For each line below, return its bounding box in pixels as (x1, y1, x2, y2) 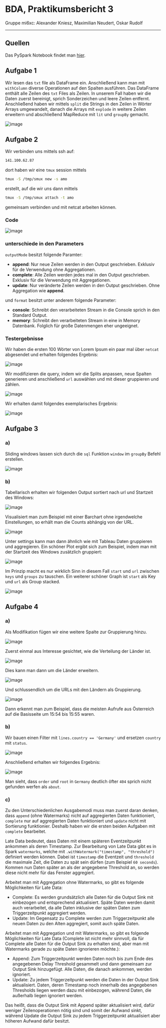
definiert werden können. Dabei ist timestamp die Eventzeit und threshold (5, 854, 154, 860)
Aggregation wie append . (12, 287, 65, 293)
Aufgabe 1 (5, 67, 37, 75)
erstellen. (5, 456, 24, 462)
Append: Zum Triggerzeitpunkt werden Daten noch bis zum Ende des (12, 956, 154, 961)
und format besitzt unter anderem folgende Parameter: (5, 297, 117, 303)
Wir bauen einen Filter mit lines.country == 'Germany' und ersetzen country (5, 735, 161, 741)
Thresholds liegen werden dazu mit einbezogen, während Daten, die (12, 987, 152, 993)
